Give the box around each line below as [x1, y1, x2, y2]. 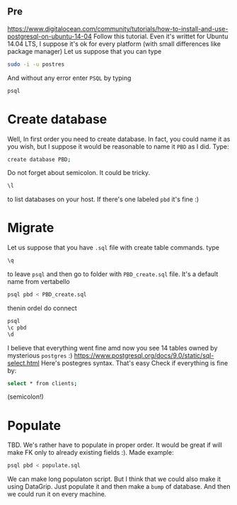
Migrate [7, 220, 54, 236]
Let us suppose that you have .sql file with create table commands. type [7, 244, 220, 252]
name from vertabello [7, 278, 70, 286]
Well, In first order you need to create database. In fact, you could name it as [7, 135, 231, 143]
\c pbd [7, 324, 27, 331]
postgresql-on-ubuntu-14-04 [7, 32, 92, 40]
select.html [7, 358, 40, 367]
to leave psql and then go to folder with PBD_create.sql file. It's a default [7, 270, 219, 278]
